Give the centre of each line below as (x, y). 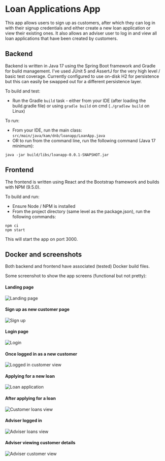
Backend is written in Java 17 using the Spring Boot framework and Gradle (81, 66)
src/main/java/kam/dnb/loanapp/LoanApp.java (59, 136)
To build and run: (22, 197)
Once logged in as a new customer (41, 354)
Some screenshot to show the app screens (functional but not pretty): (76, 276)
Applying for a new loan (30, 376)
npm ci (12, 226)
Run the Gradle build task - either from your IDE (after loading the (79, 100)
